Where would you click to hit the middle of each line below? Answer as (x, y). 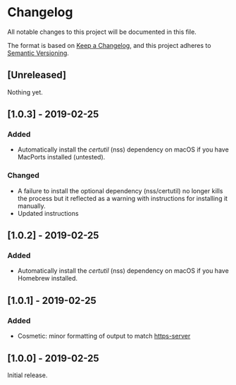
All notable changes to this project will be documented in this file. (102, 32)
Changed (24, 176)
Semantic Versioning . (38, 53)
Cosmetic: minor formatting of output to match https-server (104, 336)
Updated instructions (48, 213)
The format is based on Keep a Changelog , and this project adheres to (109, 45)
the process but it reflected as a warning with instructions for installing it (122, 198)
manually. (31, 206)
